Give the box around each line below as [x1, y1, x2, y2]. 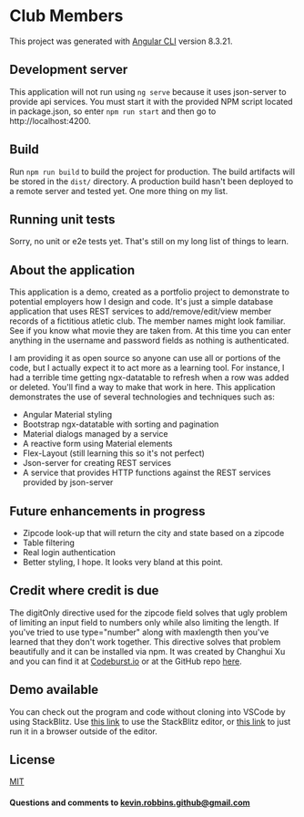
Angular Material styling [22, 409, 112, 420]
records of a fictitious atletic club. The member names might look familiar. [9, 315, 286, 326]
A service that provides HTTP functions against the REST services [22, 467, 271, 479]
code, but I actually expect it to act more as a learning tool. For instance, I [9, 362, 285, 374]
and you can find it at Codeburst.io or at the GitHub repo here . [9, 656, 243, 667]
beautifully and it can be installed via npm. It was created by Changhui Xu [9, 646, 286, 657]
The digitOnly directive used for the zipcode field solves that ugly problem [9, 607, 289, 618]
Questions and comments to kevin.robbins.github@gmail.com [9, 797, 250, 808]
